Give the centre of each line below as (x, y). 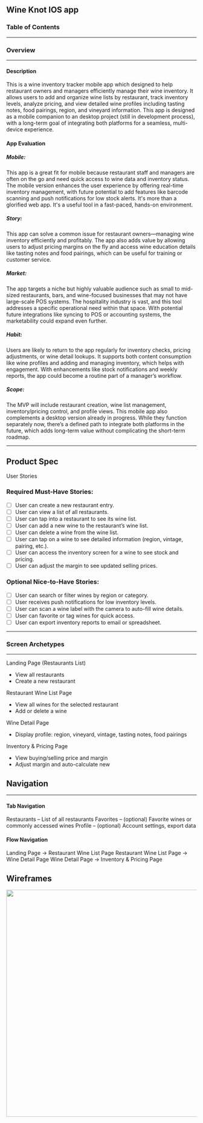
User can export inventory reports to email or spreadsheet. (88, 622)
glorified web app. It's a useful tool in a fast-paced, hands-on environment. (100, 205)
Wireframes (29, 878)
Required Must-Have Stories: (50, 492)
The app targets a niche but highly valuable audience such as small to (93, 288)
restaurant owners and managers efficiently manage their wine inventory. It (100, 91)
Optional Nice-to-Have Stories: (53, 582)
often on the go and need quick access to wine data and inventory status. (98, 179)
